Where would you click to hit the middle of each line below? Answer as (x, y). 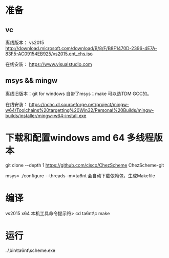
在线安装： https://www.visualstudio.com (49, 64)
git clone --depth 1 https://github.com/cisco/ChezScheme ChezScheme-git (85, 165)
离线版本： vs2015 (25, 42)
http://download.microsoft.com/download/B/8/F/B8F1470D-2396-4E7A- (81, 48)
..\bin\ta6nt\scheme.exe (30, 250)
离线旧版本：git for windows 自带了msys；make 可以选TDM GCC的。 (79, 93)
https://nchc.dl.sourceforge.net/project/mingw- (79, 104)
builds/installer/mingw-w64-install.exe (46, 115)
